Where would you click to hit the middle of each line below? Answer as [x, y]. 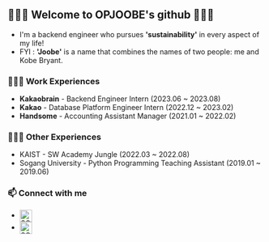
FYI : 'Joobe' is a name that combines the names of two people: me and [139, 51]
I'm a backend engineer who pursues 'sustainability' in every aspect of [139, 34]
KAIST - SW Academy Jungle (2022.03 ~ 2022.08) [105, 155]
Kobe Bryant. [41, 60]
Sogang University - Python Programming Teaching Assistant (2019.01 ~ [140, 163]
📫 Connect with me [47, 193]
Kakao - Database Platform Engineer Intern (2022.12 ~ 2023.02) [126, 108]
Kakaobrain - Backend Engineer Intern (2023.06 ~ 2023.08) [120, 99]
